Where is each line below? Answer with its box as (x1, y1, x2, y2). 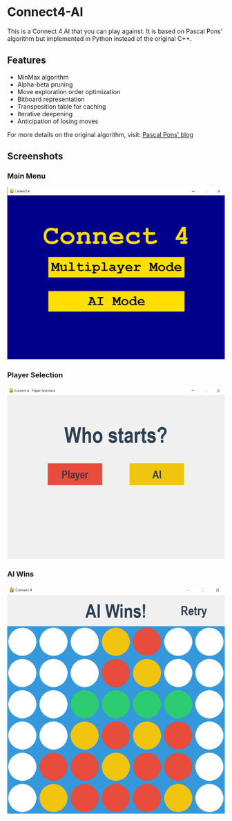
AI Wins (7, 569, 35, 579)
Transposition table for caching (17, 102, 106, 111)
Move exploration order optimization (17, 87, 121, 96)
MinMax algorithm (17, 73, 69, 81)
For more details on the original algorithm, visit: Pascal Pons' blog (7, 130, 193, 138)
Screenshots (7, 150, 64, 163)
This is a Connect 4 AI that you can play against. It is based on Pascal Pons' (7, 27, 223, 35)
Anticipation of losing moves (17, 117, 99, 125)
